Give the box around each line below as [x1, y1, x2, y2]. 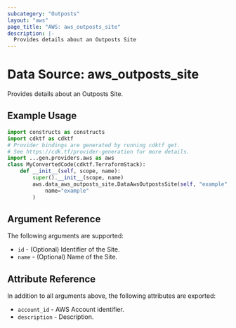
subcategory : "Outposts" [7, 10, 80, 18]
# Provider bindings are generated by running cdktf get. [7, 142, 181, 149]
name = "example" [44, 187, 90, 194]
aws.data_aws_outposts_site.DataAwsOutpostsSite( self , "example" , [32, 180, 231, 188]
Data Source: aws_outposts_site [7, 67, 199, 83]
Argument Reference [7, 213, 101, 225]
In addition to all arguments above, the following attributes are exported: [7, 292, 216, 300]
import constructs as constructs [7, 128, 105, 135]
